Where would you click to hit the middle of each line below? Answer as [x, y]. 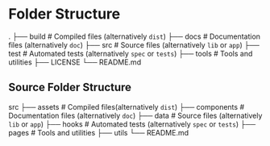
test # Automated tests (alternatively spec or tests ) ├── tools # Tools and [131, 53]
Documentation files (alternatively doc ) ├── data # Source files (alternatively [135, 115]
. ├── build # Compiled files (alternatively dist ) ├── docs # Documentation [134, 36]
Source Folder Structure [70, 88]
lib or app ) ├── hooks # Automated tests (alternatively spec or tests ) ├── [132, 124]
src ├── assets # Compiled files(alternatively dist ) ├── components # [126, 106]
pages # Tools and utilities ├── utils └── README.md [99, 132]
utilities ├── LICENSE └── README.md [75, 62]
